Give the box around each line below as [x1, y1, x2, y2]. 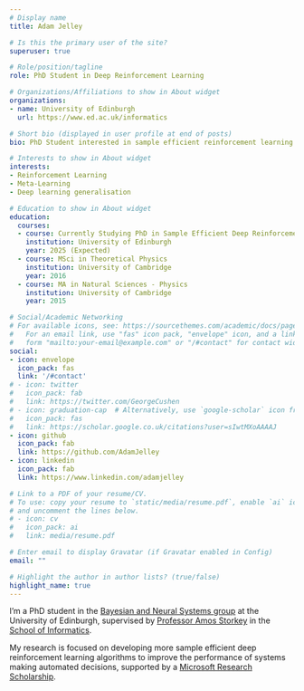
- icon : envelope [9, 355, 75, 364]
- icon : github [9, 431, 67, 440]
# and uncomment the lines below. [9, 506, 140, 515]
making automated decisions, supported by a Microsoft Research [9, 662, 253, 673]
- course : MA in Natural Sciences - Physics [17, 280, 188, 289]
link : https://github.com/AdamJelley [17, 447, 160, 457]
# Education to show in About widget [9, 204, 152, 213]
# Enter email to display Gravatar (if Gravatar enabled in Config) [9, 548, 273, 557]
